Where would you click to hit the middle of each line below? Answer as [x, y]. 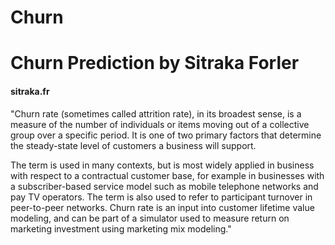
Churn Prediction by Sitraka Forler [155, 63]
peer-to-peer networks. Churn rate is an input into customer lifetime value [162, 207]
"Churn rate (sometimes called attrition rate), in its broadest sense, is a [156, 113]
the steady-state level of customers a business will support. [133, 145]
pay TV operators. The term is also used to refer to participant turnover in [161, 197]
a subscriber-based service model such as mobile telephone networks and [164, 186]
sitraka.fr [30, 91]
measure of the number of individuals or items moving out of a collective [160, 124]
